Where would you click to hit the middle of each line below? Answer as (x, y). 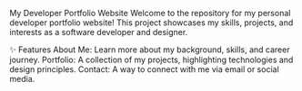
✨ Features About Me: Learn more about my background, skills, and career (150, 50)
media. (22, 79)
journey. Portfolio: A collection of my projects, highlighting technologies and (151, 59)
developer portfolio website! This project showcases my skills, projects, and (151, 23)
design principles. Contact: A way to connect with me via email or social (144, 69)
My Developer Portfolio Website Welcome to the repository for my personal (150, 13)
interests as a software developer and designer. (99, 32)
